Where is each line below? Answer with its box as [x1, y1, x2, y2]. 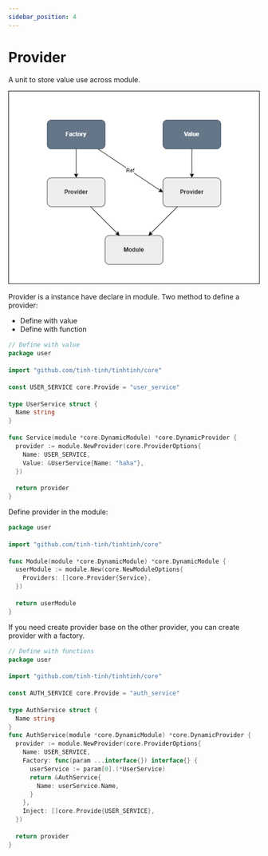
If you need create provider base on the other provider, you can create [8, 622, 240, 632]
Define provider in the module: [8, 507, 108, 517]
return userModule [15, 599, 77, 607]
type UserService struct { [8, 400, 98, 408]
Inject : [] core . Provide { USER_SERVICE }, [22, 807, 156, 815]
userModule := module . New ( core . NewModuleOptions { [15, 565, 183, 574]
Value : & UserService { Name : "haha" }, [22, 459, 145, 467]
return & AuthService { [29, 773, 102, 782]
